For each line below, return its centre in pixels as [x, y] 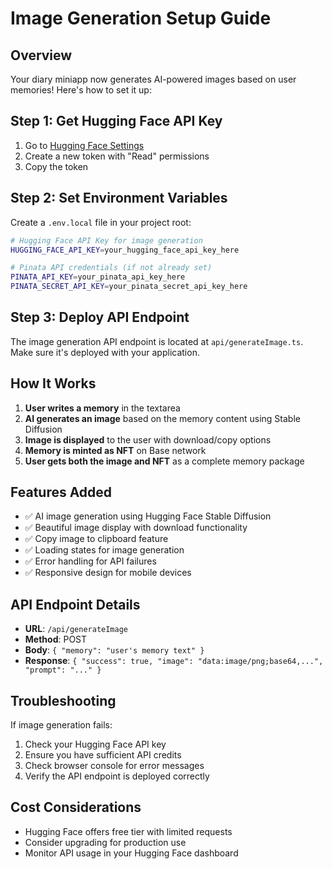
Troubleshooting [63, 700]
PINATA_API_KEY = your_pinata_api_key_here [98, 277]
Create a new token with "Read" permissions [117, 156]
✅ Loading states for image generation [104, 550]
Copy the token [56, 166]
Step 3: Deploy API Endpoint [100, 317]
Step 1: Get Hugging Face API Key [116, 121]
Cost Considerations [76, 807]
